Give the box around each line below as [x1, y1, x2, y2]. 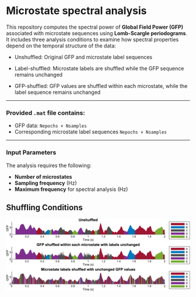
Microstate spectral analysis [6, 4, 147, 18]
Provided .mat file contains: [6, 108, 86, 117]
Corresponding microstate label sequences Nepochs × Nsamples [14, 128, 167, 135]
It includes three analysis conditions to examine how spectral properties [6, 36, 179, 43]
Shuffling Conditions [6, 202, 83, 212]
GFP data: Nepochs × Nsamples [14, 122, 87, 129]
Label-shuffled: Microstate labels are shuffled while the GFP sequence [14, 64, 184, 71]
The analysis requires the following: [6, 162, 92, 169]
